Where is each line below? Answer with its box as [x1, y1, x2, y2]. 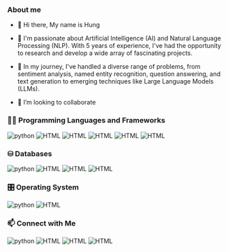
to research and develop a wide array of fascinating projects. [17, 49, 193, 57]
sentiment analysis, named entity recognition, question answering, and [17, 70, 221, 78]
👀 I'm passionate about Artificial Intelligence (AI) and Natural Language [17, 34, 222, 42]
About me [7, 5, 42, 15]
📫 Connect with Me [7, 219, 76, 228]
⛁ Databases [7, 148, 52, 158]
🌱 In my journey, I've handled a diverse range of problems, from [17, 63, 201, 71]
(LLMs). [17, 85, 40, 93]
